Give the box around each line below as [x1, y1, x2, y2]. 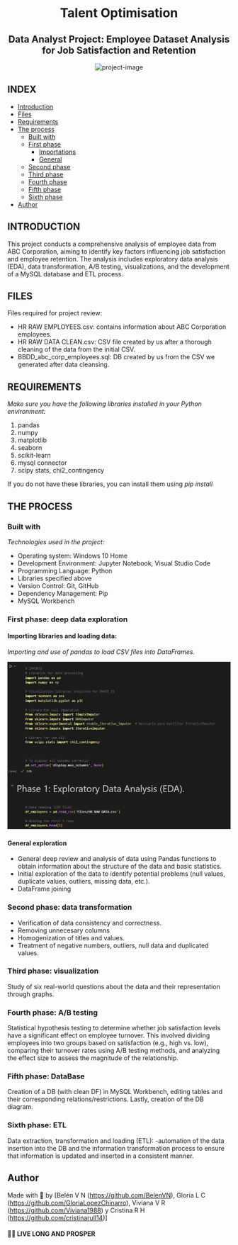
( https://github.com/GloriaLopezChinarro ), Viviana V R [7, 1198, 166, 1207]
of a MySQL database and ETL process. [7, 269, 124, 278]
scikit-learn [17, 451, 51, 460]
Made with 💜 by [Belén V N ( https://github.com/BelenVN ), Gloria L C [7, 1190, 206, 1199]
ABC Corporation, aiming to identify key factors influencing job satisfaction [7, 247, 226, 256]
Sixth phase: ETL [7, 1120, 67, 1130]
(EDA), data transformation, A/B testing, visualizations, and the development [7, 262, 230, 271]
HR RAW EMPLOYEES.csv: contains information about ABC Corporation [17, 322, 227, 331]
